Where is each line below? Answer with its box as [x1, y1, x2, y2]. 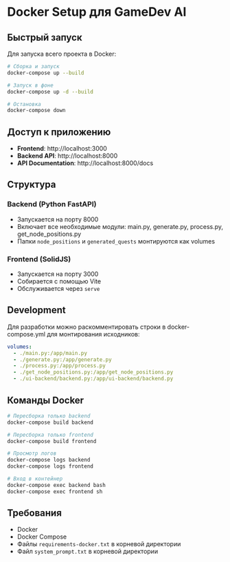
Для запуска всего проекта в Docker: [7, 50, 117, 58]
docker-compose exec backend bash [7, 482, 106, 488]
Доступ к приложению [7, 126, 111, 138]
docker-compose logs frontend [7, 463, 94, 470]
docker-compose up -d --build [7, 88, 94, 95]
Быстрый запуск [7, 32, 82, 43]
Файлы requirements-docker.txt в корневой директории [16, 540, 181, 548]
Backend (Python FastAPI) [7, 199, 97, 209]
